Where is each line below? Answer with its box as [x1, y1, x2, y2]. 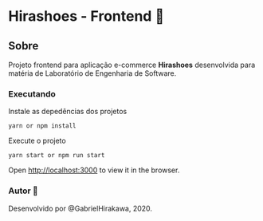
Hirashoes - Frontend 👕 [8, 7, 165, 26]
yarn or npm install [8, 122, 77, 130]
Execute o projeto [8, 136, 66, 146]
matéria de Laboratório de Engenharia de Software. [8, 69, 177, 78]
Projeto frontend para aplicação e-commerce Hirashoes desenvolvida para [8, 60, 256, 69]
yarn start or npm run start [8, 152, 105, 160]
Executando [8, 88, 56, 99]
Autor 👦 [8, 185, 38, 196]
